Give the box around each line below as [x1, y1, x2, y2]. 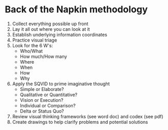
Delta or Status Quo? [20, 108, 64, 114]
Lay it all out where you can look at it [12, 26, 90, 32]
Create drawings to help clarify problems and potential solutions [12, 119, 148, 125]
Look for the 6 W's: [12, 42, 53, 48]
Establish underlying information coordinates [12, 31, 107, 38]
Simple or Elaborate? [20, 86, 64, 92]
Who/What [20, 48, 43, 54]
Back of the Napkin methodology [5, 4, 148, 15]
